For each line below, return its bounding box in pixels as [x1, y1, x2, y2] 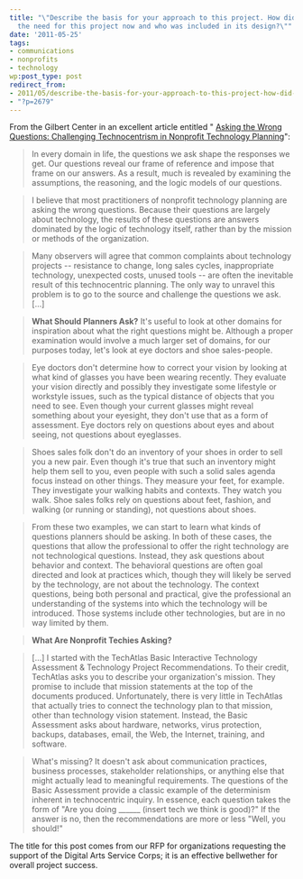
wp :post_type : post [9, 72, 83, 81]
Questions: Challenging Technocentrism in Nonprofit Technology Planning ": [9, 132, 291, 142]
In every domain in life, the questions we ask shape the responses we [31, 149, 290, 160]
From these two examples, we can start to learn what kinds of [31, 522, 262, 533]
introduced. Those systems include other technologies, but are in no [31, 608, 286, 618]
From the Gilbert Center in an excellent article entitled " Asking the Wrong [9, 122, 282, 133]
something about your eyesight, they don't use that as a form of [31, 410, 269, 421]
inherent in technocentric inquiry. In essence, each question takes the [31, 794, 291, 805]
